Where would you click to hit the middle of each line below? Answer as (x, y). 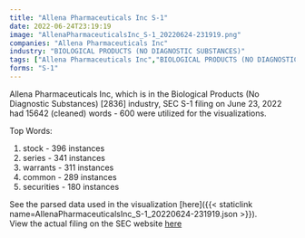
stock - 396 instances (64, 148)
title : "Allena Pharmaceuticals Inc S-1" (89, 18)
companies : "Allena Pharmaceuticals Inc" (89, 43)
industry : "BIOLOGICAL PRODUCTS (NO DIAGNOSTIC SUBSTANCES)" (128, 52)
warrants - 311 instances (68, 167)
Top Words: (31, 130)
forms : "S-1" (34, 69)
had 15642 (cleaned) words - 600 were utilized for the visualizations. (138, 113)
